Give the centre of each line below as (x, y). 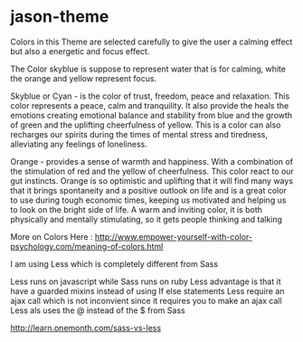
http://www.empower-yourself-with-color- (173, 236)
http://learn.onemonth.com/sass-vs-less (86, 328)
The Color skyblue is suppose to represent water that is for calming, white (148, 69)
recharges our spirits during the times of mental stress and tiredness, (139, 134)
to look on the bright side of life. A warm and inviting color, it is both (137, 209)
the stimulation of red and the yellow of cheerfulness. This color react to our (152, 171)
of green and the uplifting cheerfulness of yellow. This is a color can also (146, 125)
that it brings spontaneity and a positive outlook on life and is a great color (149, 190)
